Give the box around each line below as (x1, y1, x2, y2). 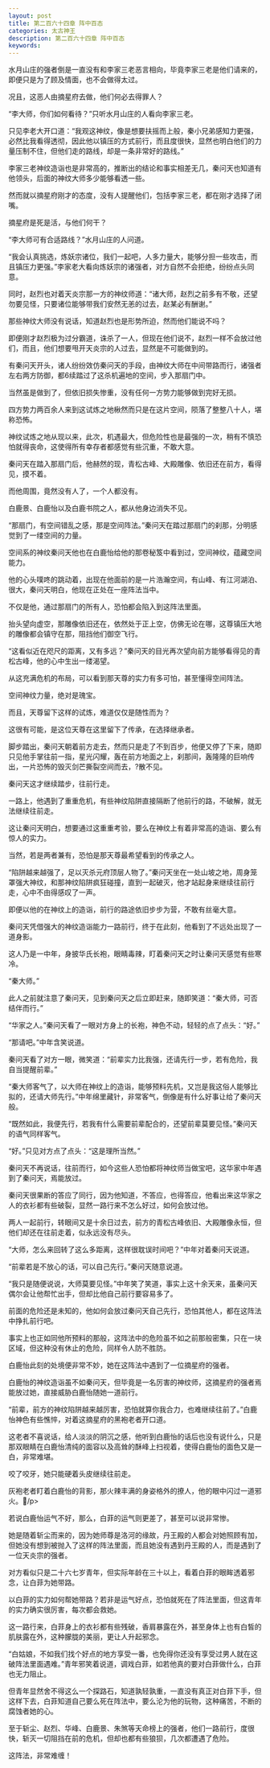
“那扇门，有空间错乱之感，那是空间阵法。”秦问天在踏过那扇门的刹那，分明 (8, 521, 251, 530)
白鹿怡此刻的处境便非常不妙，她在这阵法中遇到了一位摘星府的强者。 (8, 1361, 234, 1370)
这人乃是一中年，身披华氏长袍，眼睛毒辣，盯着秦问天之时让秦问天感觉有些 (8, 949, 255, 958)
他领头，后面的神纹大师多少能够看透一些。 (8, 174, 149, 183)
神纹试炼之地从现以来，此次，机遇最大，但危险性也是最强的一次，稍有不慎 (8, 432, 255, 442)
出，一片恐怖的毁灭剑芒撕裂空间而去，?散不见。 (8, 762, 167, 772)
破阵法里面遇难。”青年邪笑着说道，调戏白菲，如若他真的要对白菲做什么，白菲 (8, 1659, 262, 1669)
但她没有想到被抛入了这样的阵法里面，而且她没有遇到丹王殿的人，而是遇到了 (8, 1540, 262, 1550)
